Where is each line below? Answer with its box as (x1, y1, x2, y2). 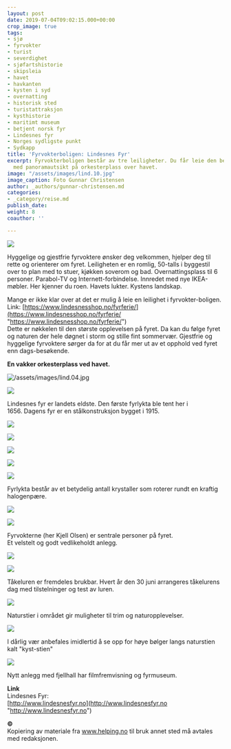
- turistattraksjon (7, 106, 63, 113)
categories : (7, 189, 41, 196)
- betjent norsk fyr (7, 125, 67, 132)
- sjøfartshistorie (7, 61, 63, 68)
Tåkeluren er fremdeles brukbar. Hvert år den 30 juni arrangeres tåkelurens (7, 578, 220, 586)
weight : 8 (7, 209, 36, 215)
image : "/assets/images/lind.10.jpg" (7, 170, 115, 177)
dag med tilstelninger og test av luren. (7, 584, 115, 593)
